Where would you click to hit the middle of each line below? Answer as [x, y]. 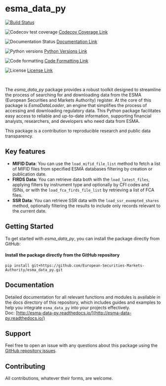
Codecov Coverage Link [83, 32]
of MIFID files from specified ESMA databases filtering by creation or [82, 168]
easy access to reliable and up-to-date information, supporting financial [78, 116]
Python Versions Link [66, 51]
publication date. [29, 174]
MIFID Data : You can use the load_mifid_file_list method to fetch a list [86, 164]
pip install [17, 266]
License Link [40, 70]
